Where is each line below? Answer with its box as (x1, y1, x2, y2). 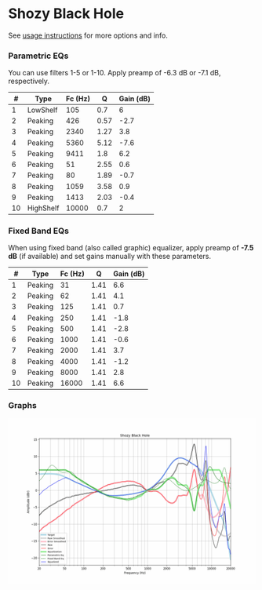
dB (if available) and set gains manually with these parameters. (8, 252, 212, 261)
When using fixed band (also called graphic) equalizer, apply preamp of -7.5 (8, 243, 254, 253)
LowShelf (27, 105, 58, 115)
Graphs (8, 400, 37, 411)
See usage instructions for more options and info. (8, 31, 169, 40)
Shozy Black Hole (8, 5, 124, 23)
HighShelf (27, 203, 60, 213)
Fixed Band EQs (8, 225, 69, 236)
